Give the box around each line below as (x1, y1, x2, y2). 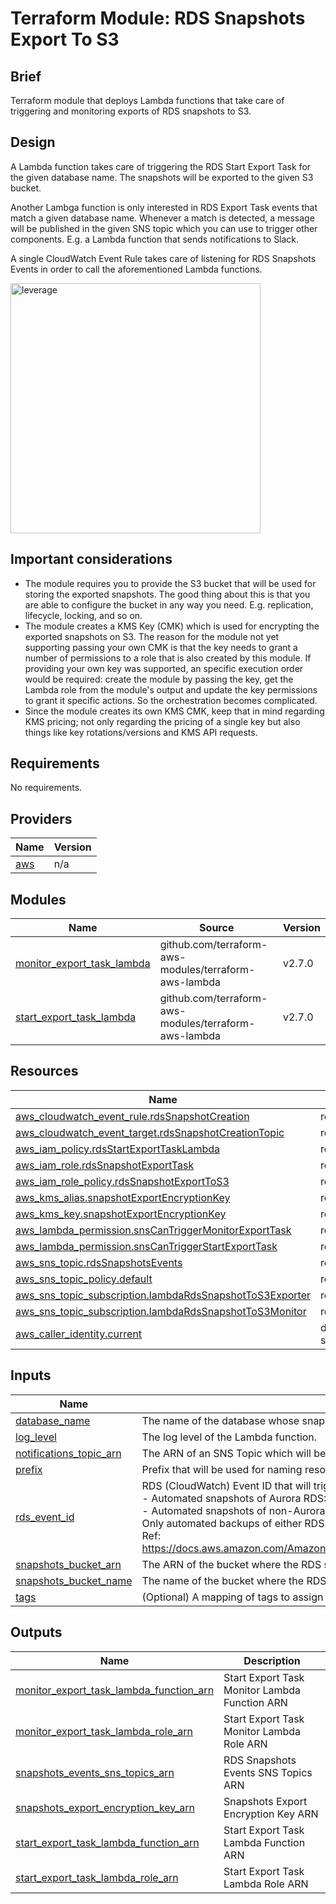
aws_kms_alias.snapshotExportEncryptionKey (15, 1190, 231, 1204)
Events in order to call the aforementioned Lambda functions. (10, 263, 263, 275)
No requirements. (10, 782, 83, 794)
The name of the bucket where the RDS (141, 1573, 327, 1587)
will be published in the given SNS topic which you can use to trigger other (10, 222, 318, 234)
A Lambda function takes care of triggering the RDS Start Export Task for (10, 160, 312, 172)
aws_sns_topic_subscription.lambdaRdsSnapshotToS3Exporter (15, 1288, 312, 1302)
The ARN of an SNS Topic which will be (141, 1446, 327, 1460)
